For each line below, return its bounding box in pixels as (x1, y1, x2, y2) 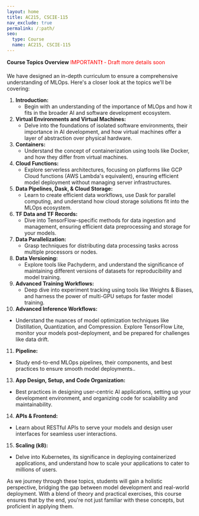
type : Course (12, 36, 45, 42)
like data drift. (15, 336, 49, 343)
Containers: (15, 140, 46, 148)
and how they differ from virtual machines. (24, 153, 128, 161)
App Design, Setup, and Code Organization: (15, 376, 126, 384)
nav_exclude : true (7, 20, 52, 26)
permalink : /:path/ (7, 25, 55, 32)
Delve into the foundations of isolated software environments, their (24, 121, 188, 129)
